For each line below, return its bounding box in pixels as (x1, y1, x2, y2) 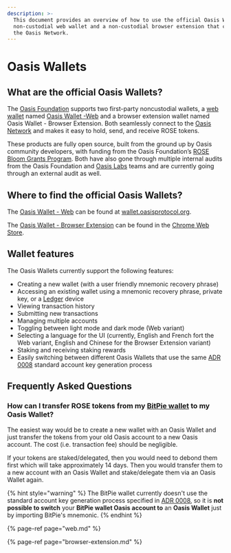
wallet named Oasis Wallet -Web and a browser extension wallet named (7, 112, 210, 121)
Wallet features (7, 248, 74, 260)
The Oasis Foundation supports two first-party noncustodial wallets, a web (7, 105, 219, 113)
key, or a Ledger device (16, 294, 85, 303)
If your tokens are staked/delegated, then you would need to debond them (7, 453, 218, 462)
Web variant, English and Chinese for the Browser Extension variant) (16, 339, 211, 347)
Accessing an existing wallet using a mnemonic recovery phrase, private (16, 287, 223, 295)
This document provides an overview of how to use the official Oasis (13, 17, 220, 23)
